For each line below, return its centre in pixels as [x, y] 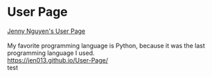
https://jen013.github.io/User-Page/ [58, 60]
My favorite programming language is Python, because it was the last [106, 45]
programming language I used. [51, 53]
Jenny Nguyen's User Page [46, 31]
